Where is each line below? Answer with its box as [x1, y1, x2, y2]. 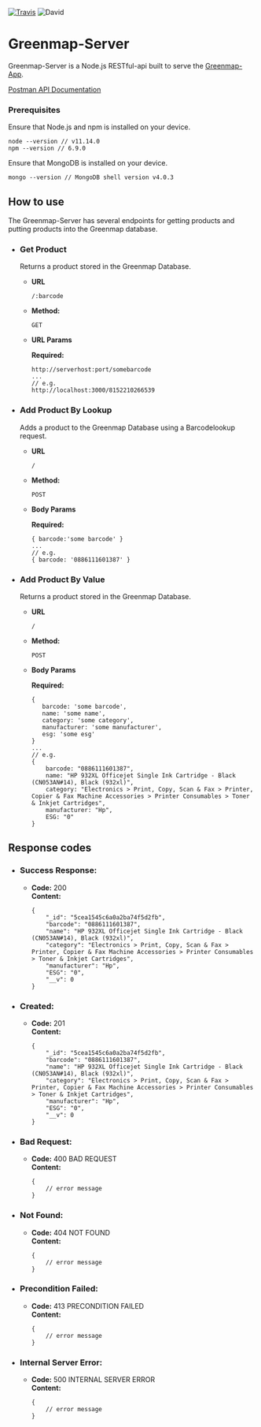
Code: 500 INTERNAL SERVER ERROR [31, 1375, 156, 1384]
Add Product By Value [19, 574, 105, 585]
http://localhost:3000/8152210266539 [31, 386, 156, 394]
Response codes [8, 841, 92, 855]
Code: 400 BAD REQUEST [31, 1154, 117, 1164]
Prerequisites [8, 104, 61, 115]
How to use [8, 195, 64, 208]
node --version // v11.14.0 [8, 138, 101, 146]
